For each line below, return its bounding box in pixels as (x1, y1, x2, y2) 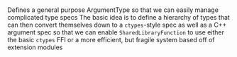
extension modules (7, 43, 63, 51)
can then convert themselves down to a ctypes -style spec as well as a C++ (7, 20, 227, 29)
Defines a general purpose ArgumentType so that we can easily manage (7, 6, 219, 14)
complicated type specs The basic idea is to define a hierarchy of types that (7, 13, 231, 21)
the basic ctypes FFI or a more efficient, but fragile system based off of (7, 35, 215, 44)
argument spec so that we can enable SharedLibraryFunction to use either (7, 27, 225, 37)
